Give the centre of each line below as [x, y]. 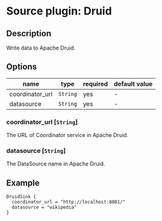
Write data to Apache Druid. [41, 48]
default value [133, 84]
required [95, 84]
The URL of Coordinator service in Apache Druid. [67, 135]
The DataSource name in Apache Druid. [56, 164]
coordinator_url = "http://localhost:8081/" [69, 202]
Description [29, 34]
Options [22, 67]
